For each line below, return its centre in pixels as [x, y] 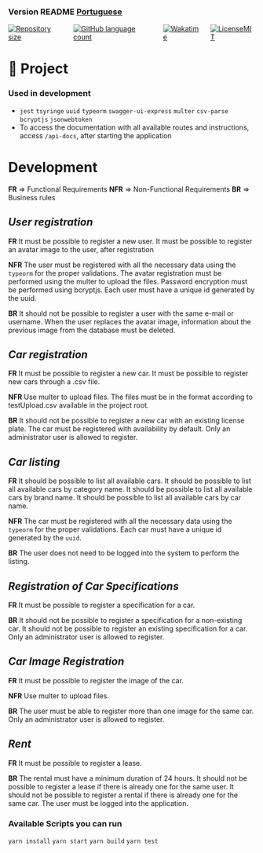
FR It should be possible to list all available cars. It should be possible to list [130, 481]
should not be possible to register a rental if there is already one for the [123, 795]
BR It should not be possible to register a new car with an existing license [126, 421]
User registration [51, 222]
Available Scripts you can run [65, 823]
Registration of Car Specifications [93, 586]
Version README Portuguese [65, 12]
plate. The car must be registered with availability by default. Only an [119, 429]
